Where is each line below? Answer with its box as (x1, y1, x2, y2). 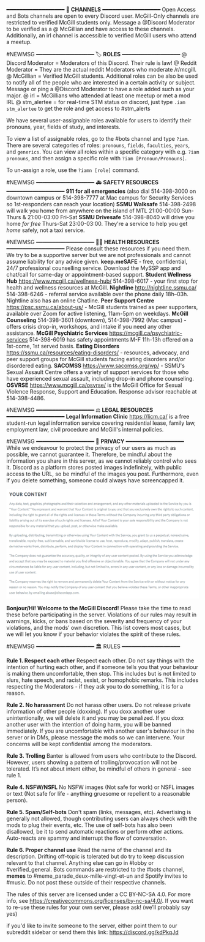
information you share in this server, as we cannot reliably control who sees (6, 457, 197, 465)
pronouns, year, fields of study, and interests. (6, 123, 121, 130)
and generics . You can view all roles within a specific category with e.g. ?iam (6, 148, 199, 155)
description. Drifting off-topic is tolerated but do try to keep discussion (6, 853, 185, 860)
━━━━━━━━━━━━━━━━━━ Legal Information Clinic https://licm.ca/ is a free (6, 413, 190, 420)
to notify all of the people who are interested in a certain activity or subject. (6, 79, 196, 86)
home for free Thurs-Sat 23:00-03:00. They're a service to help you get (6, 220, 188, 227)
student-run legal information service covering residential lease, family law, (6, 419, 196, 427)
